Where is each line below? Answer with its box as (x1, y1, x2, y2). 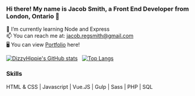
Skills (6, 70, 23, 78)
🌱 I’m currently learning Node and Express (6, 25, 110, 33)
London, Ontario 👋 (6, 12, 60, 20)
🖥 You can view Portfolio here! (6, 41, 80, 49)
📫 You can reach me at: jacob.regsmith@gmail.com (6, 32, 134, 40)
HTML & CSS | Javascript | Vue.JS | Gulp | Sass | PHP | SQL (6, 83, 153, 90)
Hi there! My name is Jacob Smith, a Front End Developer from (6, 5, 189, 13)
